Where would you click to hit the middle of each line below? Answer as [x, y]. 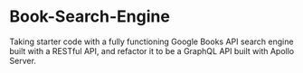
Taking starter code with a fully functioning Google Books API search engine [151, 41]
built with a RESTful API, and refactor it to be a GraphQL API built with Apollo [152, 50]
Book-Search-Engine [90, 17]
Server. [23, 60]
